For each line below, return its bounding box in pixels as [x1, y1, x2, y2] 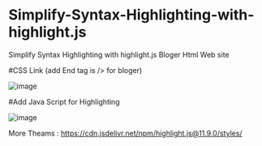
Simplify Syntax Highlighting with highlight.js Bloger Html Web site [8, 49, 230, 59]
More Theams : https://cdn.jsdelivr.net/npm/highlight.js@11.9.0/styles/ [8, 128, 243, 138]
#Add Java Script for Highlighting [8, 97, 120, 106]
